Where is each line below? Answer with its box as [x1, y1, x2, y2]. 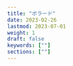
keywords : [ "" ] [7, 42, 51, 49]
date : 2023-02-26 [7, 16, 57, 23]
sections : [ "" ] [7, 49, 51, 56]
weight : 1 [7, 29, 36, 36]
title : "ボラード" [7, 10, 56, 17]
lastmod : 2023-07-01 [7, 23, 67, 30]
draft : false [7, 36, 45, 43]
